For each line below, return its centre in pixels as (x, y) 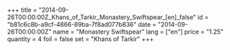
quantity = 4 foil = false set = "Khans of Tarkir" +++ (80, 39)
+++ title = (22, 10)
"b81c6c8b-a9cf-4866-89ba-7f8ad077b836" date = (82, 24)
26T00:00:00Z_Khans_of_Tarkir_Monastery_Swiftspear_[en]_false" (102, 17)
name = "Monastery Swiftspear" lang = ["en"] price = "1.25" (138, 32)
